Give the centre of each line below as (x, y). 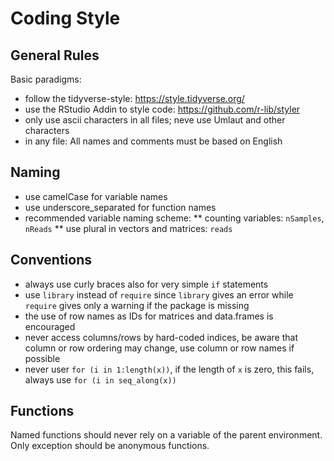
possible (42, 358)
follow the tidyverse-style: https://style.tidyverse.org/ (134, 98)
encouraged (50, 326)
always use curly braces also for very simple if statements (146, 284)
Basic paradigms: (46, 79)
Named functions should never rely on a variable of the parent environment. (166, 435)
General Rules (55, 55)
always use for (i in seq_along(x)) (100, 379)
